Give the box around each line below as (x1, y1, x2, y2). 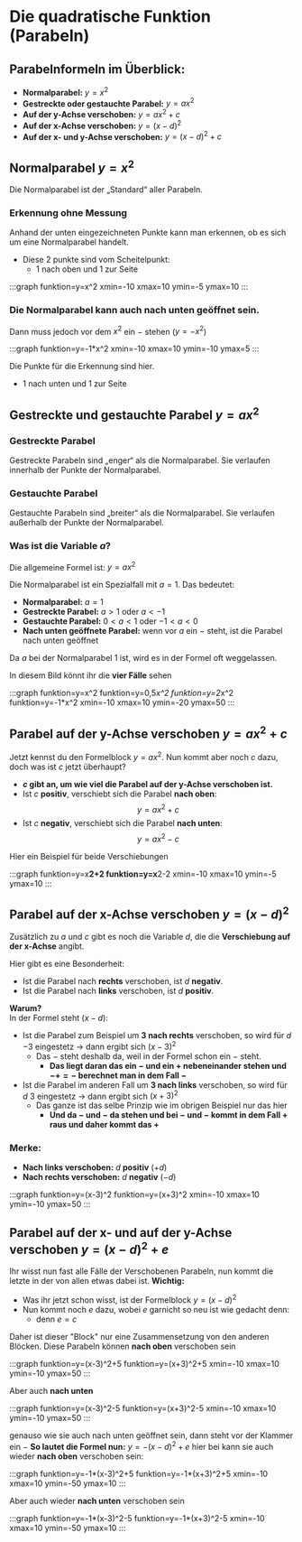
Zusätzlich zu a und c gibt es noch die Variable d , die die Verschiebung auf (9, 931, 291, 942)
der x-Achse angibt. (9, 941, 85, 952)
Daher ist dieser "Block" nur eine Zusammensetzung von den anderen (9, 1331, 270, 1342)
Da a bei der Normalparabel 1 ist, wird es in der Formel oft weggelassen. (9, 653, 278, 664)
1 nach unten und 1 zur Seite (22, 378, 128, 389)
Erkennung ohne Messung (9, 207, 128, 219)
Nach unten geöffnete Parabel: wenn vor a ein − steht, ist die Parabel (22, 626, 283, 636)
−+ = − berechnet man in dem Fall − (49, 1070, 187, 1081)
